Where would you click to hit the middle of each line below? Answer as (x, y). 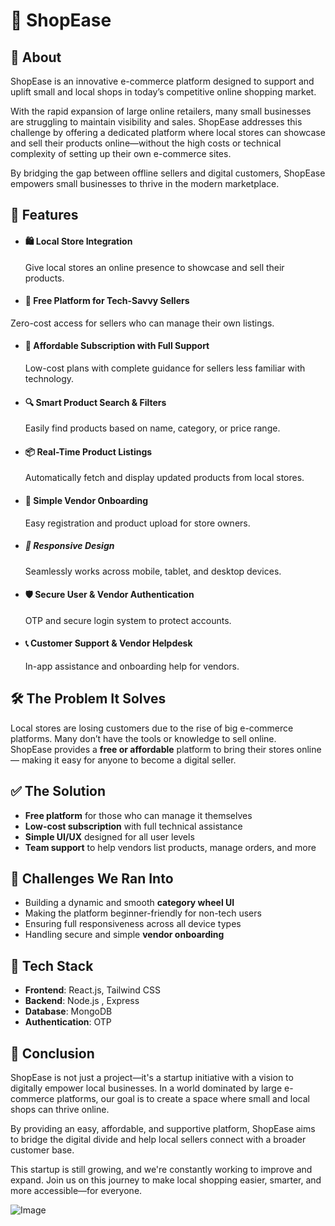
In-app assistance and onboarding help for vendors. (132, 666)
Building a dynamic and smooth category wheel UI (129, 903)
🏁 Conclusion (52, 1053)
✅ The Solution (58, 791)
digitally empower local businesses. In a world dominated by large (146, 1088)
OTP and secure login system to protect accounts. (128, 620)
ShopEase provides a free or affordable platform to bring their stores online (166, 749)
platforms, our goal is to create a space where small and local (183, 1099)
